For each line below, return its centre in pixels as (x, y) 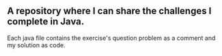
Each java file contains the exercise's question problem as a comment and (111, 38)
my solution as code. (37, 45)
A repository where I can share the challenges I (109, 11)
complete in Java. (46, 22)
